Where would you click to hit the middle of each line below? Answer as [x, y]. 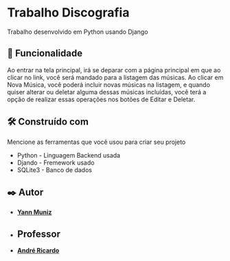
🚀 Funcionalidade [45, 53]
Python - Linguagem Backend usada [69, 155]
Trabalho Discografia [68, 13]
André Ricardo [38, 251]
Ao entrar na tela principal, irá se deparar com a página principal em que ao [114, 70]
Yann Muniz [34, 212]
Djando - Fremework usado [56, 163]
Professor [38, 234]
